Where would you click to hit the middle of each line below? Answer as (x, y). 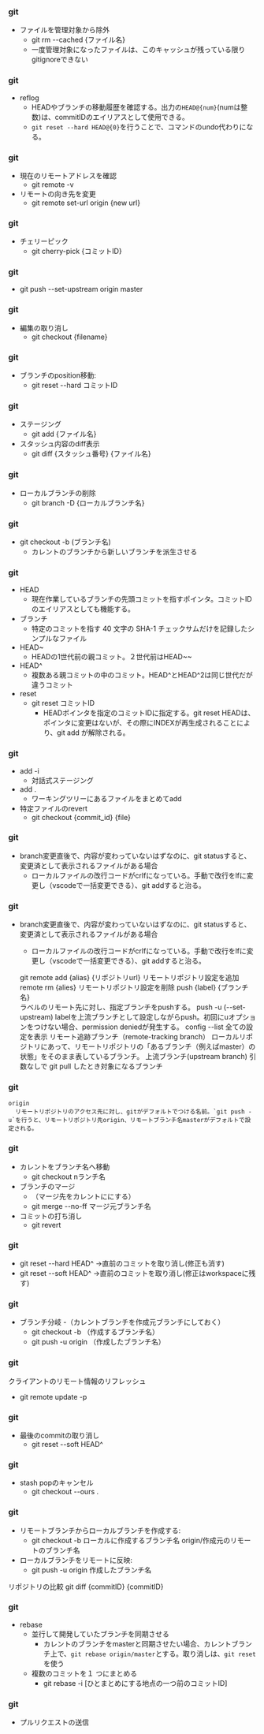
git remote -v (52, 185)
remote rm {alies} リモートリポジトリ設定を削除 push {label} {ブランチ (134, 987)
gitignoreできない (59, 60)
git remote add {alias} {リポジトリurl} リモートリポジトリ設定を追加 (129, 978)
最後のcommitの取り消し (59, 1435)
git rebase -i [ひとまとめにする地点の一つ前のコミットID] (135, 1683)
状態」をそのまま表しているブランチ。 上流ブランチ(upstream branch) (134, 1057)
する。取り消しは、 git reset (209, 1654)
